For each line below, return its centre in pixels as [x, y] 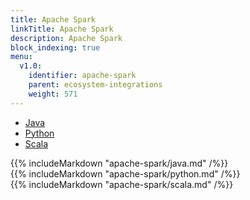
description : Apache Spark [66, 38]
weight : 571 [53, 94]
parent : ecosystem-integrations [95, 85]
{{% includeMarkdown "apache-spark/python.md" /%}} [125, 173]
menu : [21, 57]
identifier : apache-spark [82, 76]
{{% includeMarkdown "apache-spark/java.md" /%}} [119, 163]
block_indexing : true [55, 47]
